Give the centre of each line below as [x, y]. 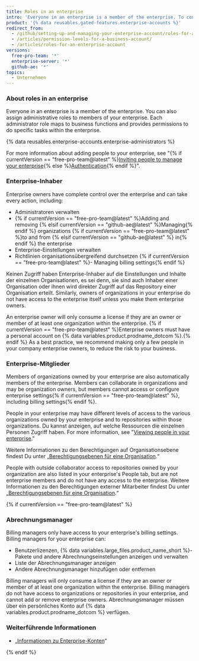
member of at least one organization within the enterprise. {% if [84, 323]
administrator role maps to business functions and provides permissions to [97, 124]
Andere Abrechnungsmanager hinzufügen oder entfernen [85, 569]
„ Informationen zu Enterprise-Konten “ [61, 640]
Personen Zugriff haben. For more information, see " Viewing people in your [98, 432]
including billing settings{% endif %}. [52, 402]
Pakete [23, 557]
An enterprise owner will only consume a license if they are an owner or [94, 317]
